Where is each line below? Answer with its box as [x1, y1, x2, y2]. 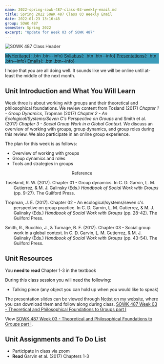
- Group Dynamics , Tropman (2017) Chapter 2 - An [5, 110, 107, 116]
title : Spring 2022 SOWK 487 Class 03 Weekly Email [5, 12, 112, 17]
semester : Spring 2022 [5, 25, 51, 30]
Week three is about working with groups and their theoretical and [5, 100, 138, 106]
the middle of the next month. [16, 73, 76, 78]
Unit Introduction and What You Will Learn [5, 87, 136, 96]
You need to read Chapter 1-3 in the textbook [5, 267, 96, 273]
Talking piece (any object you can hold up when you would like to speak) [12, 286, 159, 292]
